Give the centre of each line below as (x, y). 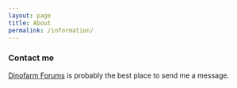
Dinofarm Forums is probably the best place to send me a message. (119, 75)
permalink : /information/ (51, 30)
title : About (30, 23)
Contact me (31, 58)
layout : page (30, 15)
